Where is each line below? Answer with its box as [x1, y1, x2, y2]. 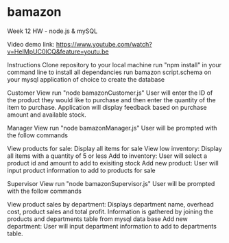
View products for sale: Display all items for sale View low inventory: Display [7, 144, 223, 152]
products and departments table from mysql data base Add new [7, 214, 189, 223]
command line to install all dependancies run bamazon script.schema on [7, 68, 212, 76]
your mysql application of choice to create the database [7, 75, 165, 83]
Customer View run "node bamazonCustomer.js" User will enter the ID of [7, 89, 213, 97]
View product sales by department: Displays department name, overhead [7, 200, 214, 208]
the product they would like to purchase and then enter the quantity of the [7, 95, 216, 104]
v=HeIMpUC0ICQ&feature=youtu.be [7, 47, 109, 56]
